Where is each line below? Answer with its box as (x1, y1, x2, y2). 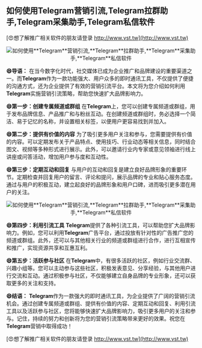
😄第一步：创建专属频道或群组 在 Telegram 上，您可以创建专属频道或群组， (6, 102, 191, 110)
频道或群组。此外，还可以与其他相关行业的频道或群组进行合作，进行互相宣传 (6, 237, 196, 244)
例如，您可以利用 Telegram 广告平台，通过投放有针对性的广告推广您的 (22, 229, 194, 236)
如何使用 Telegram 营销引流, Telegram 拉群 (6, 5, 161, 16)
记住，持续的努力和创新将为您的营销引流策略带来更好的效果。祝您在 (16, 315, 185, 322)
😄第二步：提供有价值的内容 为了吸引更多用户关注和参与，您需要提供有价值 (6, 130, 192, 137)
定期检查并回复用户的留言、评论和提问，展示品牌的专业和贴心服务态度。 (16, 173, 196, 181)
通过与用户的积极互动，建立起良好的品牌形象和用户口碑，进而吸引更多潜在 (6, 181, 191, 188)
